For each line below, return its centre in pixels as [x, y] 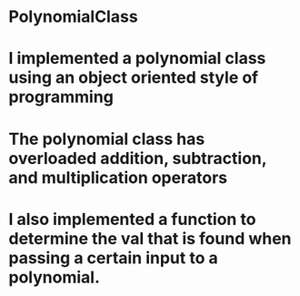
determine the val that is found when [150, 238]
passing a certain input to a [114, 258]
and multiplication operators [118, 177]
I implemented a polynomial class [137, 59]
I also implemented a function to [132, 219]
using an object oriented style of [134, 78]
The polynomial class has [107, 139]
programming [61, 97]
